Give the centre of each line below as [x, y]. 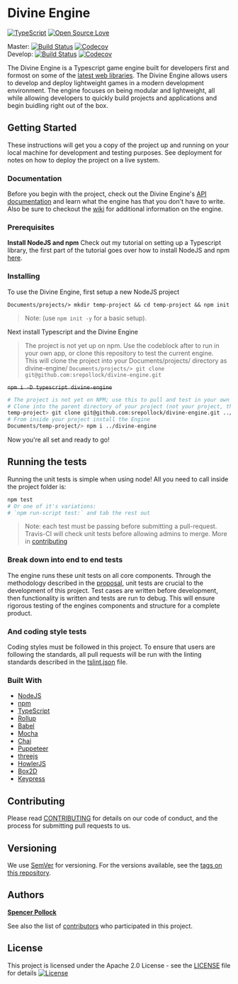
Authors [26, 895]
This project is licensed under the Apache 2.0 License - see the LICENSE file [119, 965]
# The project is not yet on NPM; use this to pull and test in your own [119, 400]
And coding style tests [47, 631]
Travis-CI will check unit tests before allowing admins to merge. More [126, 534]
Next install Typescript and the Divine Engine [73, 332]
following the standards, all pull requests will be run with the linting [104, 655]
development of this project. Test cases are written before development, [113, 590]
